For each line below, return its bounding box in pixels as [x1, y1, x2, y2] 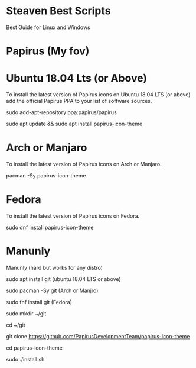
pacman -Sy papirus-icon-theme [6, 172, 86, 179]
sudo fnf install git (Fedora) [6, 298, 73, 305]
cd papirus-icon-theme [6, 344, 63, 351]
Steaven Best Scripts [6, 4, 111, 18]
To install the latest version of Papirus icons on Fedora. [6, 212, 140, 219]
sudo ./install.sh [6, 356, 45, 363]
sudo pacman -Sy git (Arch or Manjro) [6, 287, 99, 294]
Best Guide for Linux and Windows [6, 24, 90, 31]
